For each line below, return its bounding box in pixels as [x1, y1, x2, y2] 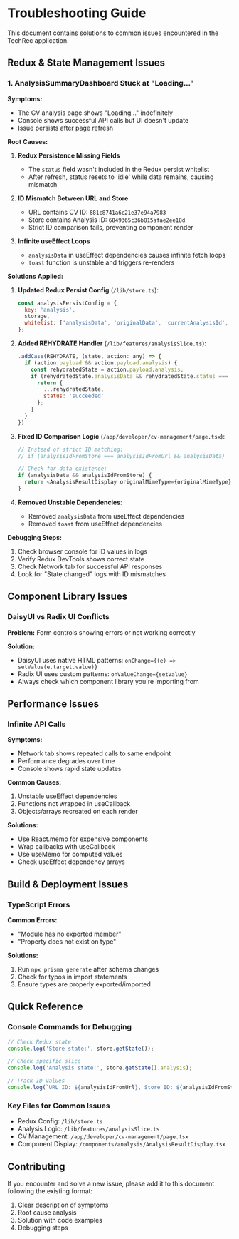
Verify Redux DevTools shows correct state [17, 554, 144, 563]
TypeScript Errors [7, 899, 70, 909]
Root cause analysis [17, 1208, 77, 1217]
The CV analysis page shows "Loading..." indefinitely [17, 108, 173, 117]
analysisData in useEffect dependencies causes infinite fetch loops [28, 250, 226, 259]
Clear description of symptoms [17, 1200, 109, 1209]
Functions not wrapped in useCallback [17, 800, 131, 808]
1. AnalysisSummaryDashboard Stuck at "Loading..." [7, 78, 194, 88]
